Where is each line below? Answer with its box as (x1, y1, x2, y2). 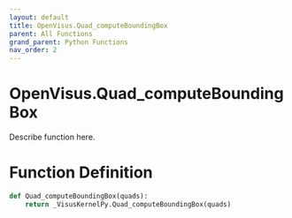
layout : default (9, 12, 69, 22)
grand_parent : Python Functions (9, 37, 128, 47)
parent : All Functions (9, 29, 93, 38)
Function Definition (9, 162, 153, 183)
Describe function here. (9, 132, 96, 142)
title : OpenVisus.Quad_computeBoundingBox (9, 21, 168, 30)
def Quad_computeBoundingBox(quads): (9, 192, 149, 200)
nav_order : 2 (9, 46, 58, 55)
